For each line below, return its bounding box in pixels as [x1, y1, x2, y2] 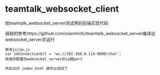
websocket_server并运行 [5, 37, 55, 42]
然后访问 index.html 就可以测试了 [5, 66, 68, 71]
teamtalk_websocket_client [5, 3, 119, 15]
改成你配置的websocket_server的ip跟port [5, 56, 83, 61]
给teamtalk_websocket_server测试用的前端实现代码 [5, 20, 109, 26]
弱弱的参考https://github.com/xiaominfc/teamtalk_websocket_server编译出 [5, 30, 156, 36]
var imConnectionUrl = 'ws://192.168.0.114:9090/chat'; [5, 51, 121, 56]
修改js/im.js [5, 47, 30, 52]
